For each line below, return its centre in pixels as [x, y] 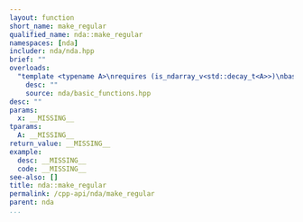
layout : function [42, 18]
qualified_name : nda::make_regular [76, 34]
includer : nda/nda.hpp [52, 51]
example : [26, 152]
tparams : [26, 127]
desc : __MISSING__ [52, 160]
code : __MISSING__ [52, 169]
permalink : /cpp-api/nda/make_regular [82, 194]
